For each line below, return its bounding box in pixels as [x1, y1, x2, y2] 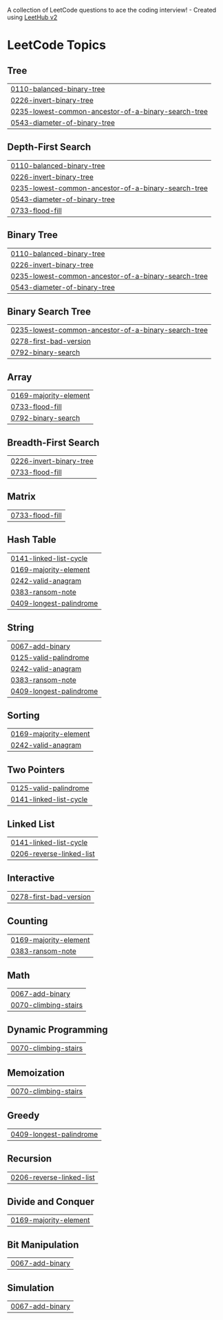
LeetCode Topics [7, 37, 107, 53]
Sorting [7, 710, 40, 721]
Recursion [7, 1153, 52, 1165]
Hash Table [7, 534, 56, 546]
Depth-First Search [7, 141, 92, 153]
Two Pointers [7, 763, 65, 775]
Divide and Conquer [7, 1196, 95, 1208]
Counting [7, 915, 48, 927]
